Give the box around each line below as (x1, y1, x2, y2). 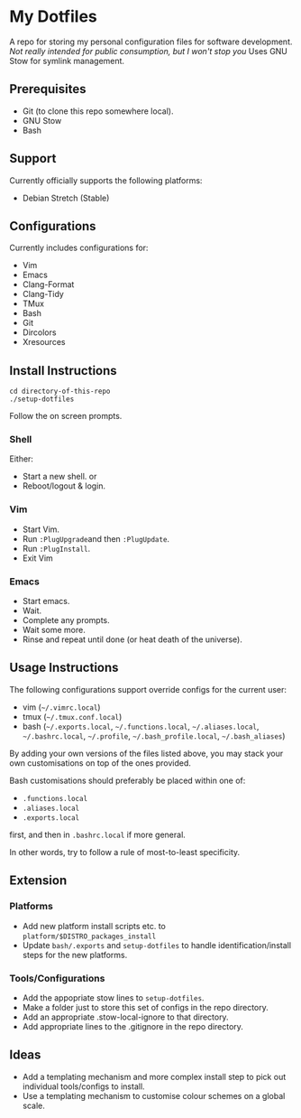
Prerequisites (9, 81, 87, 97)
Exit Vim (22, 553, 54, 564)
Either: (9, 453, 34, 464)
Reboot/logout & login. (22, 480, 106, 491)
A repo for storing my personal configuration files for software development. (9, 36, 293, 47)
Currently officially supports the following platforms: (9, 174, 203, 186)
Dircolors (22, 327, 57, 338)
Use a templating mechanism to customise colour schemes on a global (22, 1090, 286, 1101)
